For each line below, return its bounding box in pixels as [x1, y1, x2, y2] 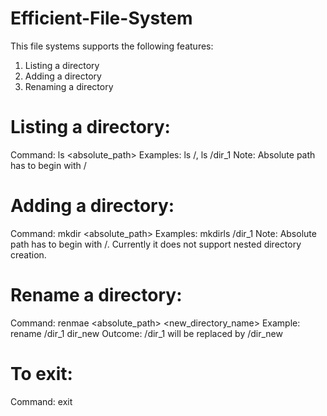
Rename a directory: [10, 284, 183, 306]
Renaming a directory [24, 80, 114, 92]
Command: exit [10, 395, 73, 407]
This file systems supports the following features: [10, 40, 214, 52]
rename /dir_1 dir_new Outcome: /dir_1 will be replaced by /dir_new [10, 327, 283, 339]
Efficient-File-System [10, 7, 193, 30]
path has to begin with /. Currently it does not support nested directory [10, 238, 302, 250]
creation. [10, 248, 47, 261]
